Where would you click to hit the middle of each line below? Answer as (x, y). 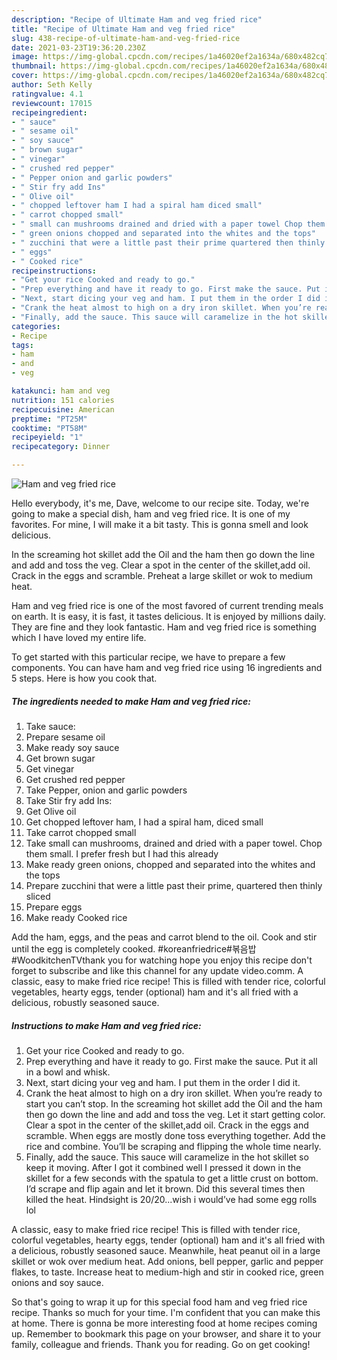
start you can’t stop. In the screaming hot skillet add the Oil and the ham (174, 1103)
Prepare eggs (54, 907)
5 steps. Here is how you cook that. (84, 678)
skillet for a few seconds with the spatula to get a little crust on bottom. (172, 1178)
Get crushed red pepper (75, 779)
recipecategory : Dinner (61, 447)
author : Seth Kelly (52, 85)
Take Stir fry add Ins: (69, 800)
